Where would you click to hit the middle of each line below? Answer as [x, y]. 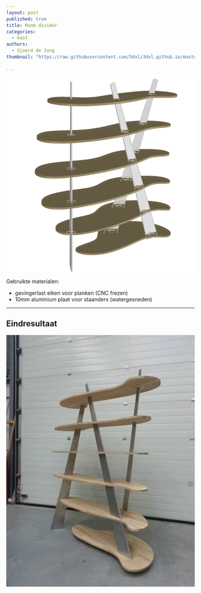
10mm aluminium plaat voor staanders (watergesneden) [83, 299]
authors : [17, 44]
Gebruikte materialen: [33, 281]
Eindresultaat [32, 324]
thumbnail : [20, 57]
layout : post [22, 13]
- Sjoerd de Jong [33, 51]
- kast [20, 38]
